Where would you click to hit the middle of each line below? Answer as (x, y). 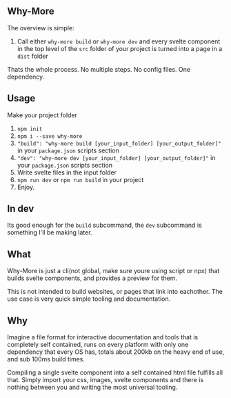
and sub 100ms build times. (46, 359)
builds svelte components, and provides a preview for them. (92, 278)
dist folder (32, 56)
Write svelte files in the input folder (67, 172)
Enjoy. (26, 187)
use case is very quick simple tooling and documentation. (89, 299)
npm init (30, 129)
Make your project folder (42, 115)
